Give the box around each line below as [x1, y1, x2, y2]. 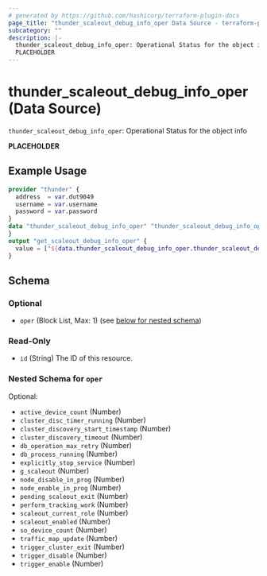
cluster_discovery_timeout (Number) [19, 432, 143, 442]
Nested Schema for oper [8, 373, 103, 385]
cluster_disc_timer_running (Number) [19, 415, 147, 425]
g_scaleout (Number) [19, 466, 90, 475]
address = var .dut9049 [15, 192, 94, 201]
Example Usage [8, 164, 87, 178]
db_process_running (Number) [19, 449, 118, 458]
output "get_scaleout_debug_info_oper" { [8, 237, 148, 245]
